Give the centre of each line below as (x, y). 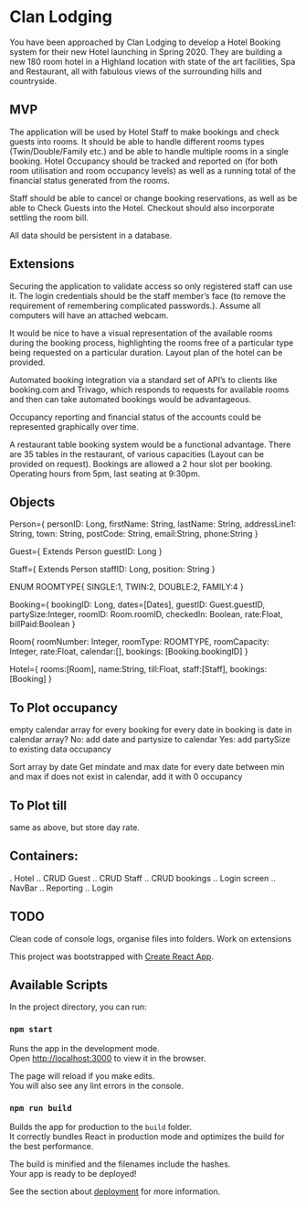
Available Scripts (58, 985)
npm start (31, 1030)
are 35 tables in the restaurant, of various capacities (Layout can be (137, 454)
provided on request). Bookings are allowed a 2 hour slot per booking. (141, 464)
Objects (32, 502)
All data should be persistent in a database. (91, 235)
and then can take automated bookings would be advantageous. (131, 399)
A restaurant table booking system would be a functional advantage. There (150, 444)
